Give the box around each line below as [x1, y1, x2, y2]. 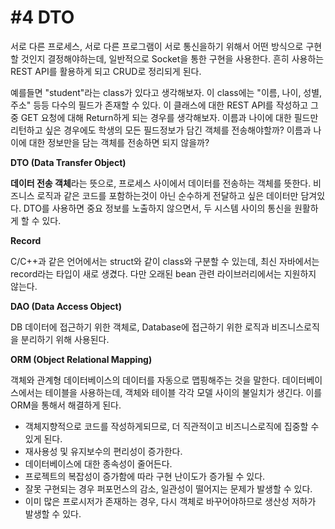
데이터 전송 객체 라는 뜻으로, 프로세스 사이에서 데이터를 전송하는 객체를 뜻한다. [10, 177, 312, 189]
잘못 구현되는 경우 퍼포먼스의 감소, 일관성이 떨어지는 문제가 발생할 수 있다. [24, 482, 313, 495]
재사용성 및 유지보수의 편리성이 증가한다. [24, 445, 183, 457]
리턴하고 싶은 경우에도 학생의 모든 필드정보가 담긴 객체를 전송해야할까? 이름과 [10, 124, 312, 136]
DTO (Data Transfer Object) [10, 156, 127, 168]
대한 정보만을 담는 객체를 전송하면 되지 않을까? [28, 136, 210, 148]
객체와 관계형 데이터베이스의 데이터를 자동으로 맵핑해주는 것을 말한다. [10, 374, 280, 386]
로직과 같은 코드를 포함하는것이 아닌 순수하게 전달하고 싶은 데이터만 [36, 189, 299, 201]
